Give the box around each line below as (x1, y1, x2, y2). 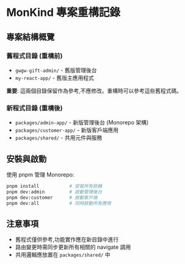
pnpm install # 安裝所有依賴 (6, 183, 103, 189)
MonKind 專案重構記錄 (6, 5, 121, 20)
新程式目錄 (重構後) (6, 104, 63, 112)
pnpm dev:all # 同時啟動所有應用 (6, 200, 112, 206)
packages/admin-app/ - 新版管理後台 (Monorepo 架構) (15, 119, 149, 126)
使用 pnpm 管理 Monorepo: (6, 171, 74, 178)
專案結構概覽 (6, 32, 55, 42)
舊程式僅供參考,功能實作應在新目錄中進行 (15, 236, 119, 243)
